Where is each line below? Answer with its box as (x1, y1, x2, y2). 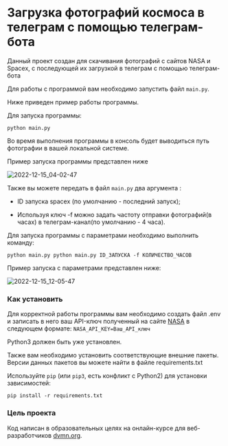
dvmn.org (53, 431, 81, 439)
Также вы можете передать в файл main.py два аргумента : (7, 183, 182, 192)
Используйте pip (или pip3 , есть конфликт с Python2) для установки (7, 372, 207, 380)
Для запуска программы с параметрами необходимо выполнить (7, 231, 199, 239)
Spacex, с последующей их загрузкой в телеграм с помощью (7, 64, 188, 72)
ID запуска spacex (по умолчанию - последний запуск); (16, 197, 181, 205)
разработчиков (7, 431, 52, 439)
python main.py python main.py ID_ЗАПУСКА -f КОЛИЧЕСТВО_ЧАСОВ (7, 252, 192, 258)
